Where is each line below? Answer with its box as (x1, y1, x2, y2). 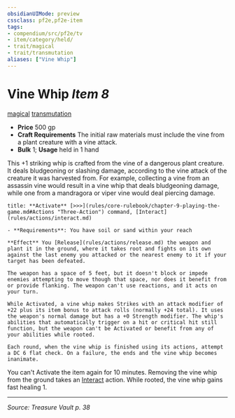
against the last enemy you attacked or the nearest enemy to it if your (7, 251, 227, 258)
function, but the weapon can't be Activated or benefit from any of (7, 325, 215, 332)
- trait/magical (7, 43, 55, 50)
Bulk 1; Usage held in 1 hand (17, 145, 99, 154)
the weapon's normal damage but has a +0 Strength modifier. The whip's (7, 313, 224, 320)
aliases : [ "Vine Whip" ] (7, 56, 77, 63)
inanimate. (7, 356, 39, 363)
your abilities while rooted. (7, 331, 96, 338)
